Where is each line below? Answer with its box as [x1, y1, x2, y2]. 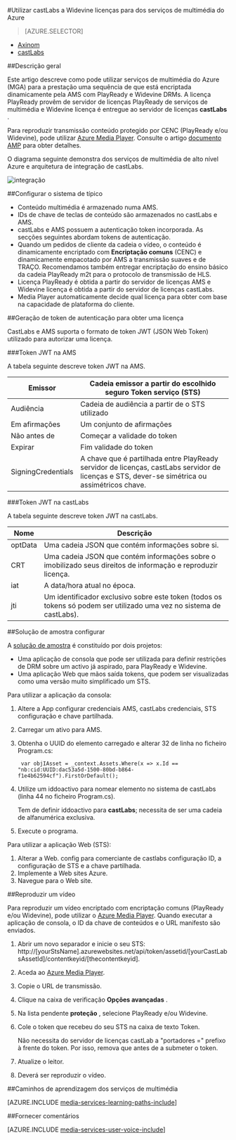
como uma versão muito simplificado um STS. [17, 677, 151, 686]
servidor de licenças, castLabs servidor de [80, 463, 221, 472]
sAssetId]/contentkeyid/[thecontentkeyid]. [17, 955, 140, 963]
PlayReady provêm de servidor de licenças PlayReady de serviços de [7, 98, 209, 106]
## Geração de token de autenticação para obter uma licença [7, 314, 184, 322]
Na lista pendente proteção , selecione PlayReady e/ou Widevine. [17, 1009, 209, 1017]
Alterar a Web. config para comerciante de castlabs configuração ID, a [17, 854, 222, 863]
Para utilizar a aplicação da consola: [7, 691, 112, 699]
